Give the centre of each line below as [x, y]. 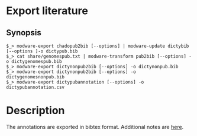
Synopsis [24, 33]
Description [35, 111]
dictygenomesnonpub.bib [35, 77]
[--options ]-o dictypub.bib [42, 51]
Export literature [47, 11]
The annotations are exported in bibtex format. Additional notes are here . [95, 127]
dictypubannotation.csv [35, 87]
